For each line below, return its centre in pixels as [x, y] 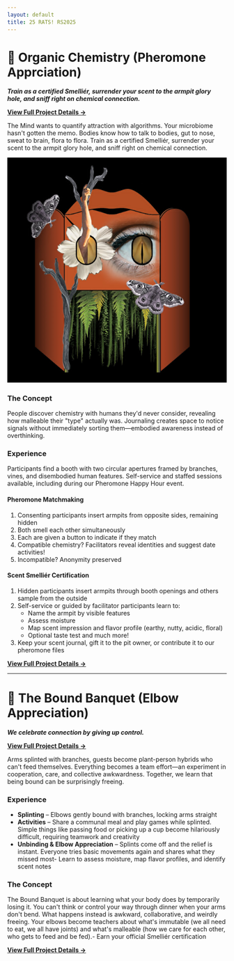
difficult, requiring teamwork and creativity [78, 837]
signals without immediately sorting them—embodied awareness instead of [115, 428]
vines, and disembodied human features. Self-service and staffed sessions [115, 476]
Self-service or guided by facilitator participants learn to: [99, 605]
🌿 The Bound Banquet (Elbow [93, 698]
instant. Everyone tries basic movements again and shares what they [116, 852]
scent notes [34, 866]
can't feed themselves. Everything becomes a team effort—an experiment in [117, 767]
